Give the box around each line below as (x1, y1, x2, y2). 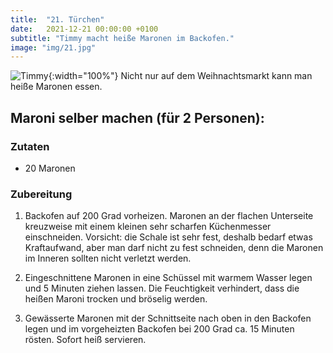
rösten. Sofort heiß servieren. (24, 334, 147, 346)
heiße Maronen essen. (10, 81, 103, 93)
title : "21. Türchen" (10, 14, 105, 25)
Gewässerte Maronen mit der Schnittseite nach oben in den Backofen (24, 312, 312, 325)
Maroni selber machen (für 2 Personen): (10, 109, 265, 126)
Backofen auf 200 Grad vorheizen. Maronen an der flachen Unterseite (24, 210, 314, 222)
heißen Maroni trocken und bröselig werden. (24, 293, 208, 305)
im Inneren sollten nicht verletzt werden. (24, 252, 192, 265)
